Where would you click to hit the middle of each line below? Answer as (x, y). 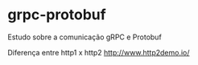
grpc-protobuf (57, 15)
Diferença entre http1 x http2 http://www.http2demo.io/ (99, 52)
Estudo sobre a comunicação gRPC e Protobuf (85, 37)
